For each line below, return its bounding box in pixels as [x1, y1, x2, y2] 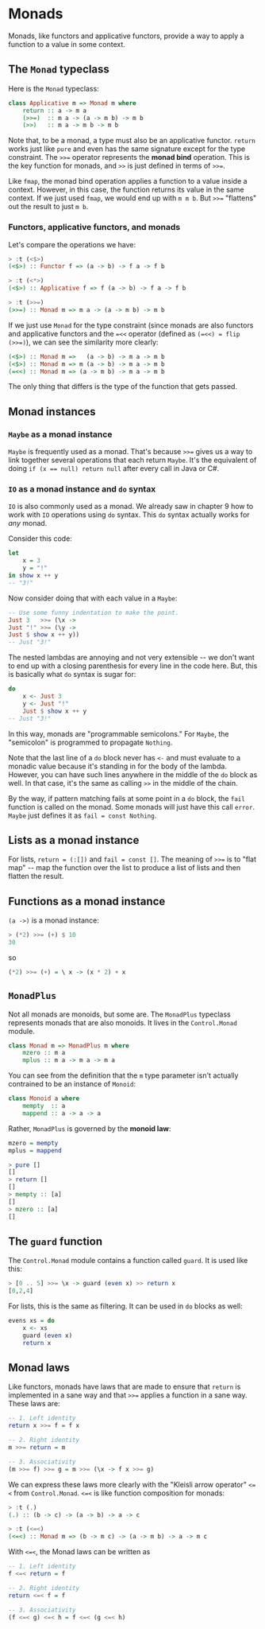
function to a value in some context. [8, 39, 125, 49]
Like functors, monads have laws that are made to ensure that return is [8, 1382, 241, 1392]
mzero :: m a [22, 1049, 66, 1057]
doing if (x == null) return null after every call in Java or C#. [8, 464, 220, 473]
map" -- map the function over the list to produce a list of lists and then [8, 863, 241, 873]
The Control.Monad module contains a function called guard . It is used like [8, 1256, 248, 1265]
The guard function [8, 1234, 103, 1248]
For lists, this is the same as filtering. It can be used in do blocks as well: [8, 1301, 244, 1311]
